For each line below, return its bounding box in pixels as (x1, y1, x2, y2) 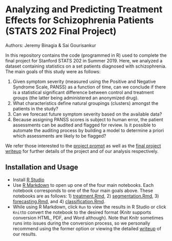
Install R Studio (12, 177, 45, 183)
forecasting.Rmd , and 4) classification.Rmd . (12, 198, 105, 204)
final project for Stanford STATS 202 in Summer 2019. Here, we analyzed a (5, 57, 163, 63)
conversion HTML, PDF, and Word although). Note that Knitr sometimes (12, 214, 164, 221)
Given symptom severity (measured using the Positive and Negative (12, 78, 156, 84)
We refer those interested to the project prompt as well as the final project (5, 142, 161, 149)
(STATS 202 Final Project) (5, 26, 117, 37)
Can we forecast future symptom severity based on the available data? (12, 111, 162, 117)
